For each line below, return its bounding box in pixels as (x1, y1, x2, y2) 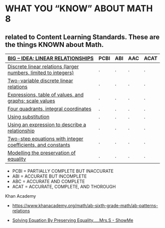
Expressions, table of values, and (7, 91, 84, 98)
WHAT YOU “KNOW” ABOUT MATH (5, 3, 153, 14)
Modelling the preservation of (7, 150, 76, 156)
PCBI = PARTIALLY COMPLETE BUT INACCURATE (12, 168, 114, 174)
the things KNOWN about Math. (5, 40, 104, 49)
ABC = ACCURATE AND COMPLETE (12, 179, 85, 184)
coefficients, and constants (7, 141, 70, 148)
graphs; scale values (7, 97, 55, 104)
